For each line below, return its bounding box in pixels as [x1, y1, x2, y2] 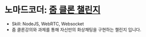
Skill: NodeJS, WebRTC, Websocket [11, 20, 84, 27]
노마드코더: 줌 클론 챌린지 [4, 4, 101, 16]
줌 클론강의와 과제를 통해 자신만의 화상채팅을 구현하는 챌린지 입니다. [11, 26, 142, 32]
